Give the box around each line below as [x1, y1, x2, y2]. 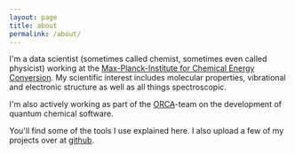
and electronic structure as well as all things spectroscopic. [9, 81, 227, 93]
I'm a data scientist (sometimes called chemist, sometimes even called [9, 54, 267, 65]
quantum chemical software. [9, 108, 114, 119]
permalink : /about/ [9, 29, 82, 38]
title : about [9, 21, 58, 30]
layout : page [9, 12, 58, 22]
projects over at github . [9, 135, 95, 146]
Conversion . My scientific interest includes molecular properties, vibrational [9, 73, 286, 83]
